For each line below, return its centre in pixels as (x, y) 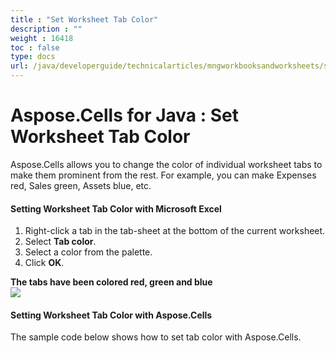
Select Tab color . (60, 242)
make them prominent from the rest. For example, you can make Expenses (163, 175)
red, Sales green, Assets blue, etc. (81, 185)
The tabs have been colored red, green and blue (111, 282)
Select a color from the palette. (88, 252)
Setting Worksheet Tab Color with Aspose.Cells (111, 315)
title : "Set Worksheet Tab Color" (84, 19)
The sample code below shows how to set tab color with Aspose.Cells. (156, 337)
